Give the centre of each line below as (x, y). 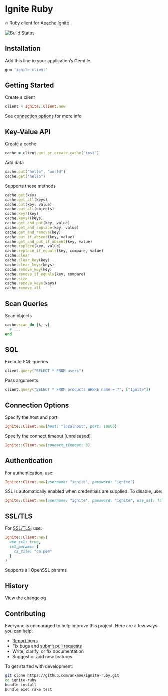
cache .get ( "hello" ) (25, 176)
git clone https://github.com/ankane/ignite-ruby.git (62, 675)
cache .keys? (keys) (24, 218)
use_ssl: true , (25, 542)
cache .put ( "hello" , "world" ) (35, 172)
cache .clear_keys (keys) (30, 265)
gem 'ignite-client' (27, 70)
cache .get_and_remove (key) (33, 232)
